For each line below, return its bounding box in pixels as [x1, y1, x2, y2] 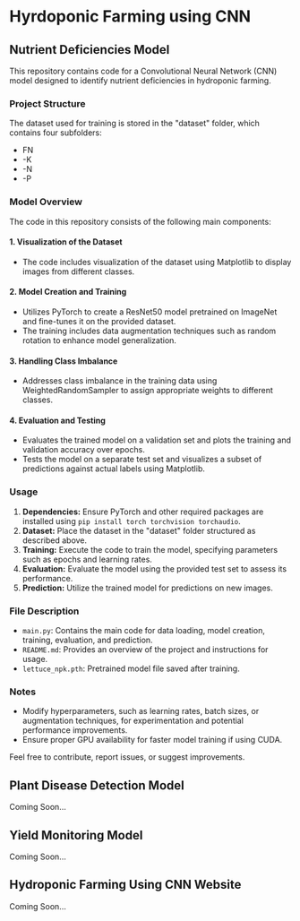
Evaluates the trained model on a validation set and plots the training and [21, 435, 291, 445]
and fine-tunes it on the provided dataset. [21, 316, 176, 326]
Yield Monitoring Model [9, 827, 143, 843]
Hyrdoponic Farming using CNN [9, 6, 252, 27]
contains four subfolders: [9, 127, 103, 138]
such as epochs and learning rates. [21, 554, 152, 564]
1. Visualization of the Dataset [9, 237, 123, 247]
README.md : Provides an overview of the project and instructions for [21, 644, 269, 655]
